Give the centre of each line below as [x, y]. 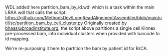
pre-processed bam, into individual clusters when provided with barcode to [83, 33]
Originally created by [105, 23]
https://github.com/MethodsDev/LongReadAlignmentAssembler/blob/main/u [83, 18]
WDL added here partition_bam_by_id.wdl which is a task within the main [80, 7]
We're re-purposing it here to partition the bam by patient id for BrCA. [77, 48]
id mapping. [17, 39]
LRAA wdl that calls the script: [36, 12]
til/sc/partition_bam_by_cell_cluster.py [44, 23]
